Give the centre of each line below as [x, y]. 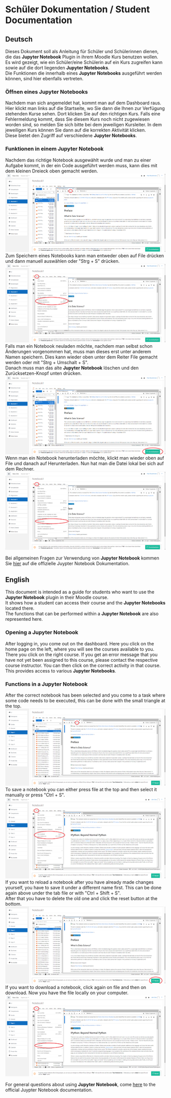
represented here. [24, 619]
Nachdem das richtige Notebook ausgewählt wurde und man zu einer [78, 160]
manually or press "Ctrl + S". [35, 795]
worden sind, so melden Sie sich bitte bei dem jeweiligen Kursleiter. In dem [83, 125]
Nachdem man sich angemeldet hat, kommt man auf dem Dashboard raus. [83, 103]
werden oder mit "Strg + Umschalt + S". [47, 362]
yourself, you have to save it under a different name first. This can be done [83, 888]
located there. [20, 608]
